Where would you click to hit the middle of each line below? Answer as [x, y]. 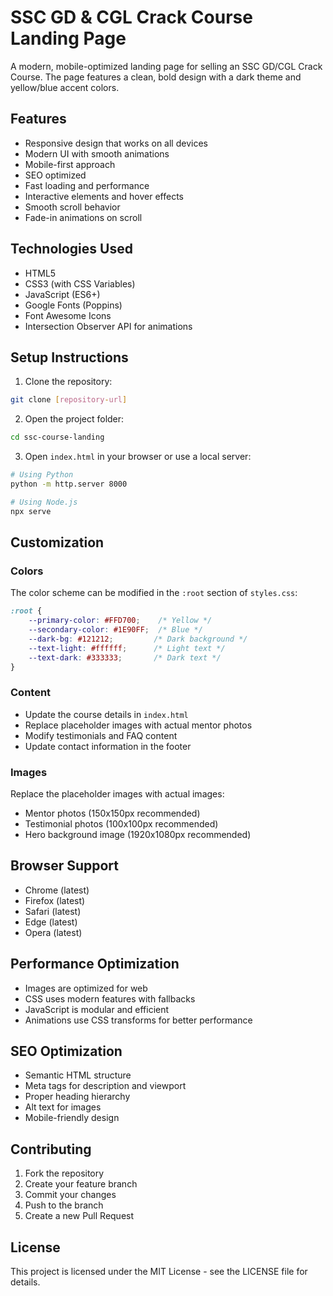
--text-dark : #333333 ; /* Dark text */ [125, 657]
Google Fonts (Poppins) [73, 305]
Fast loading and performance [87, 185]
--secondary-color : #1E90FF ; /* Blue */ [115, 630]
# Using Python [42, 475]
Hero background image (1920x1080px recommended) [138, 835]
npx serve [31, 511]
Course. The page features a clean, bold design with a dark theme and [156, 77]
